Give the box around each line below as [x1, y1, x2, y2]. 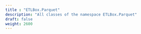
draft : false [5, 16, 33, 21]
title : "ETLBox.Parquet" [5, 7, 60, 12]
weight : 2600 [5, 21, 33, 26]
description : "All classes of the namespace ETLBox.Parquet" [5, 12, 137, 17]
